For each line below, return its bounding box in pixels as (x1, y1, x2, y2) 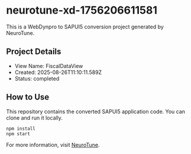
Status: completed (14, 75, 60, 82)
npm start (6, 131, 31, 137)
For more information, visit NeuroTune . (6, 141, 100, 148)
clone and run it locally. (6, 114, 63, 121)
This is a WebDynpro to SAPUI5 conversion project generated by (6, 23, 164, 30)
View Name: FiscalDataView (14, 62, 83, 69)
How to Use (6, 92, 50, 102)
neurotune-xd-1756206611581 (6, 4, 158, 17)
